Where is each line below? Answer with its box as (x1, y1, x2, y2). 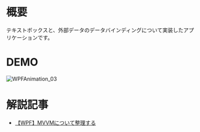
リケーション (6, 34, 38, 41)
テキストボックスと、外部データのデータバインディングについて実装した (6, 26, 184, 34)
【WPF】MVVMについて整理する (14, 119, 96, 126)
